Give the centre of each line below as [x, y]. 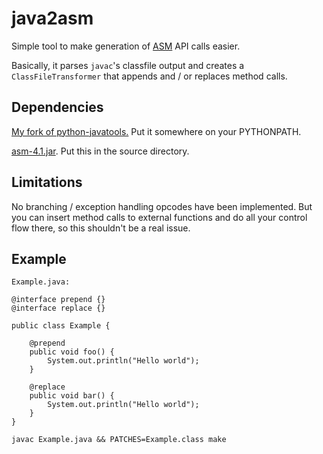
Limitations [47, 182]
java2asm [52, 18]
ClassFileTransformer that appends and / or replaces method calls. [149, 76]
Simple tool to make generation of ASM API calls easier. [126, 46]
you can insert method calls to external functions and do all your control [159, 217]
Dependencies [57, 107]
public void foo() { [72, 352]
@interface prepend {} [58, 300]
